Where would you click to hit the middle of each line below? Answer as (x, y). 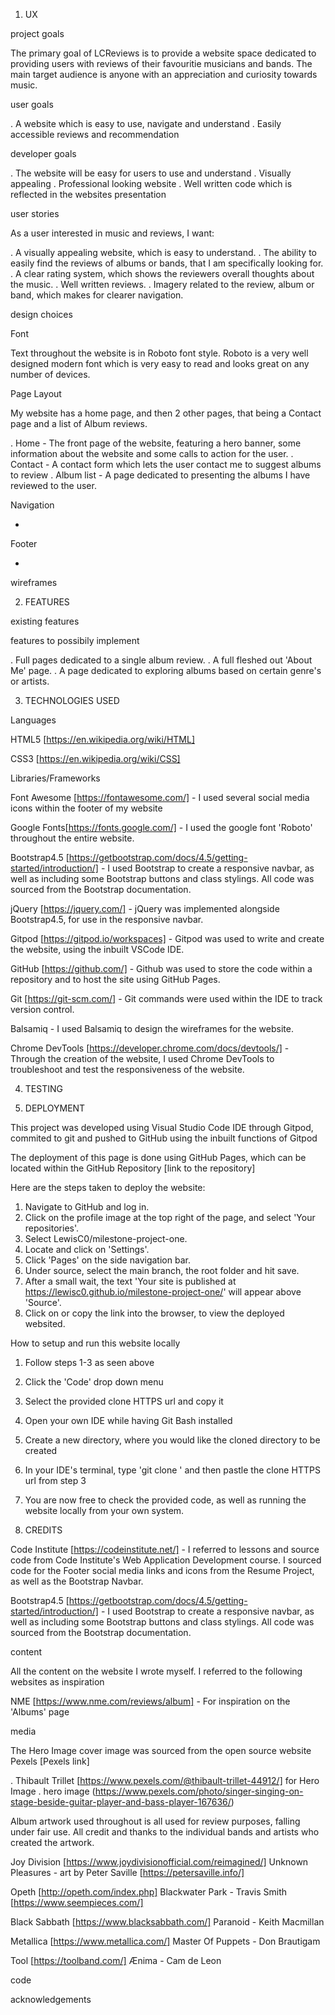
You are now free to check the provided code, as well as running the (165, 1500)
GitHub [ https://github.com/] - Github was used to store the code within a (161, 968)
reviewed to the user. (53, 485)
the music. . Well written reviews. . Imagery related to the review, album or (162, 284)
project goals (37, 33)
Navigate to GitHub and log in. (87, 1207)
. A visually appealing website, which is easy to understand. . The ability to (163, 252)
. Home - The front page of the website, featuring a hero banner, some (156, 443)
